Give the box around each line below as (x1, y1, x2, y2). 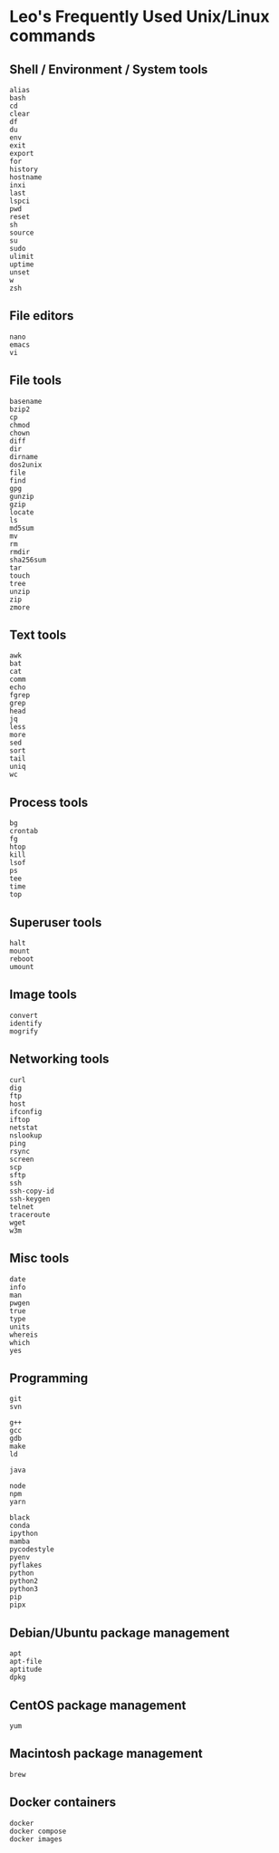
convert (9, 1011, 39, 1020)
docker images (9, 1834, 63, 1844)
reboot (9, 955, 34, 964)
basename (9, 397, 43, 406)
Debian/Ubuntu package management (9, 1625, 230, 1640)
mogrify (9, 1026, 39, 1036)
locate (9, 507, 34, 517)
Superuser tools (9, 915, 102, 930)
